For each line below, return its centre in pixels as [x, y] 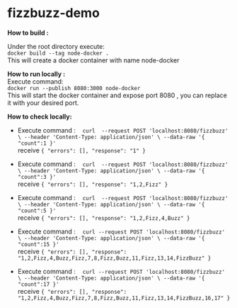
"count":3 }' [37, 177]
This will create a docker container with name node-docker [93, 60]
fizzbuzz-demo [54, 13]
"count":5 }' [37, 211]
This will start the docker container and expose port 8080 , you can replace [117, 95]
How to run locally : [36, 74]
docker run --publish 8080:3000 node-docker [74, 88]
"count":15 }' [38, 244]
